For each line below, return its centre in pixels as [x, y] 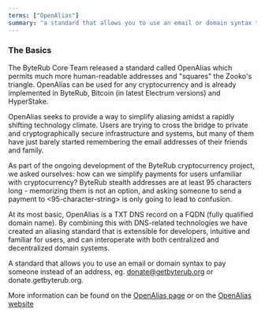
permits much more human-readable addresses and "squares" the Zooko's [130, 76]
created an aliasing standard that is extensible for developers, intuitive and [129, 231]
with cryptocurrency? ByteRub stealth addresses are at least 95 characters [130, 182]
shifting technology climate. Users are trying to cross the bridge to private [128, 125]
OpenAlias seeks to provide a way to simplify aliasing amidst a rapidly [121, 116]
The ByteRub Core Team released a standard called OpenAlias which [120, 67]
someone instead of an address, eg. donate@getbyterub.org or [111, 271]
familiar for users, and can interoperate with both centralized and [114, 239]
